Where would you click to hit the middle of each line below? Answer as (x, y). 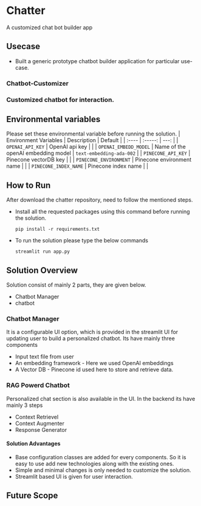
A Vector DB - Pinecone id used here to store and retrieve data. (94, 370)
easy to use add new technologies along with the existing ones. (94, 463)
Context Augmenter (40, 423)
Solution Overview (42, 270)
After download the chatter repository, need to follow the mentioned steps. (100, 200)
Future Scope (32, 496)
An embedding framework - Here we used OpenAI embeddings (94, 363)
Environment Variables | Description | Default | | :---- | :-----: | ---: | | (92, 140)
